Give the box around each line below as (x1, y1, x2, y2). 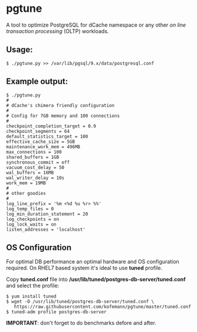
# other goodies (6, 190, 46, 196)
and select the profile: (6, 282, 60, 289)
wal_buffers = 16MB (6, 170, 54, 175)
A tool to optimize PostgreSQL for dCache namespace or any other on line (6, 21, 186, 28)
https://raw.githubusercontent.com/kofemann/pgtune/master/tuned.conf (14, 304, 192, 310)
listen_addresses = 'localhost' (6, 226, 86, 232)
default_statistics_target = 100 (6, 134, 88, 139)
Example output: (6, 76, 68, 87)
